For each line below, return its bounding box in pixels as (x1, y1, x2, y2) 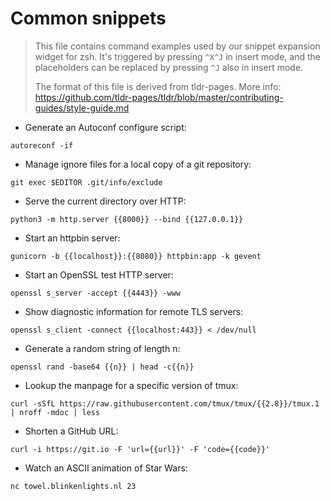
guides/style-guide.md (34, 102, 130, 114)
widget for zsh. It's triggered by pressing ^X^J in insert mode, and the (34, 50, 321, 62)
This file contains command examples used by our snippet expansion (34, 40, 321, 52)
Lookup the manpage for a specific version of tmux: (24, 379, 239, 391)
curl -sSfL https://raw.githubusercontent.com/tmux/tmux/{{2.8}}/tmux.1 (10, 398, 320, 409)
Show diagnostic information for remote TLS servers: (24, 305, 244, 317)
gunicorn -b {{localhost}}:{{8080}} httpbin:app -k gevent (10, 251, 262, 261)
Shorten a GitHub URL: (24, 425, 119, 437)
